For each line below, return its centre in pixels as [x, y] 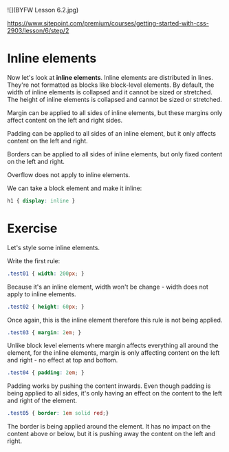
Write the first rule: [34, 260]
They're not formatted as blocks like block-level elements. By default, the [111, 85]
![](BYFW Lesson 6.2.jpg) [43, 10]
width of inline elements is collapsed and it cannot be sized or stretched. [110, 92]
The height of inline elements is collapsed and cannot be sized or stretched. [115, 99]
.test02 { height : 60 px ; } [46, 307]
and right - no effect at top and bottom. [63, 360]
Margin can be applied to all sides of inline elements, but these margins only [115, 112]
